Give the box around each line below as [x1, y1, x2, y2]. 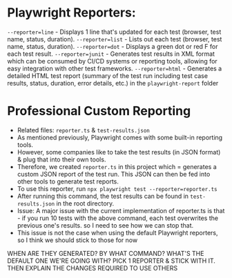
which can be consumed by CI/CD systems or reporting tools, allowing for [7, 57, 217, 65]
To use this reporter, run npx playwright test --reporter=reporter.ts [17, 184, 217, 192]
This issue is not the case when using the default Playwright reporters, [17, 228, 219, 237]
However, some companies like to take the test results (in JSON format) [17, 148, 221, 156]
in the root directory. [56, 199, 115, 208]
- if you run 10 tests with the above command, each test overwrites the [17, 214, 219, 222]
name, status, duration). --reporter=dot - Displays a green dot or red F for [7, 42, 218, 50]
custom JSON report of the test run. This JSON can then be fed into [17, 170, 211, 178]
